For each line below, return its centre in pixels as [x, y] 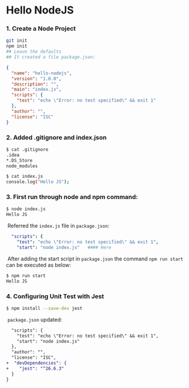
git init [17, 41]
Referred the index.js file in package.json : [58, 226]
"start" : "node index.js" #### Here [64, 247]
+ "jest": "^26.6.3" [35, 368]
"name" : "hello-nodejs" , [42, 73]
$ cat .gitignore [27, 149]
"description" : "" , [35, 84]
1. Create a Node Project [41, 29]
